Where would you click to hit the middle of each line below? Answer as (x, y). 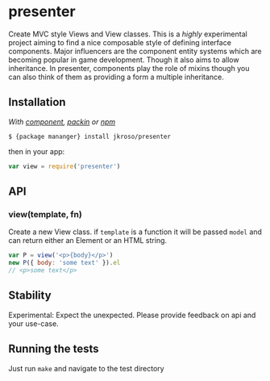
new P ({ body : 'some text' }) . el (64, 263)
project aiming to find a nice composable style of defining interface (120, 42)
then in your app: (37, 151)
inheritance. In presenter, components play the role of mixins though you (129, 68)
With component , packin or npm (62, 121)
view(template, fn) (45, 214)
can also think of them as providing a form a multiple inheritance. (116, 77)
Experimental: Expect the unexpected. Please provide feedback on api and (132, 315)
